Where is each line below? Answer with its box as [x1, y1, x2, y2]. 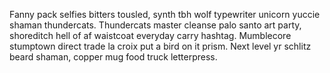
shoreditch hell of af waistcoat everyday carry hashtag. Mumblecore [9, 30, 292, 41]
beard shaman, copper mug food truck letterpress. [9, 51, 218, 63]
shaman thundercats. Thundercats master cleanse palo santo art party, [9, 19, 302, 31]
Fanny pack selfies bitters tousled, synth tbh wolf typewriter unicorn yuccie [9, 9, 321, 20]
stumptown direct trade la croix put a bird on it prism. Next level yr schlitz [9, 40, 312, 52]
